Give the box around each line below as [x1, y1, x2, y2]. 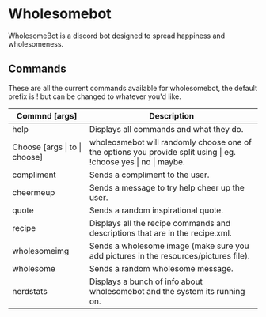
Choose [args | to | [12, 142, 82, 153]
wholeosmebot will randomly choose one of [89, 136, 252, 147]
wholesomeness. [8, 39, 64, 48]
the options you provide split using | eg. [89, 146, 236, 157]
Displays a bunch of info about [89, 276, 203, 287]
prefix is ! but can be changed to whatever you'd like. [8, 92, 182, 101]
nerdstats [12, 285, 47, 296]
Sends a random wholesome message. [89, 262, 234, 274]
